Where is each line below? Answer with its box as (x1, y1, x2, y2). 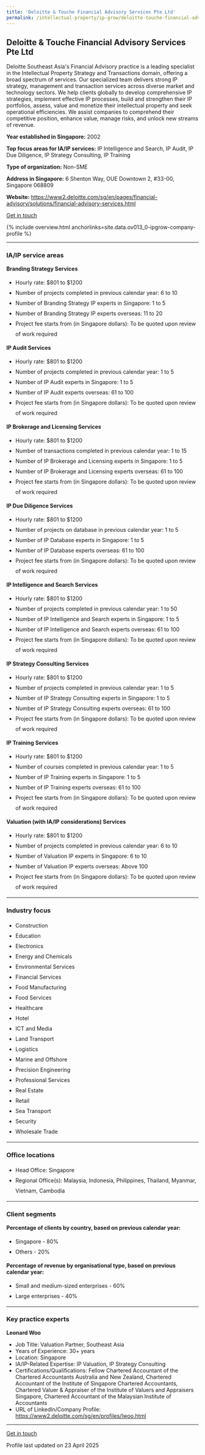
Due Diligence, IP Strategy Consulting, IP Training (6, 151, 131, 159)
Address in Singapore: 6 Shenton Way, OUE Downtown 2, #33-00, (6, 175, 175, 183)
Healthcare (15, 1004, 44, 1011)
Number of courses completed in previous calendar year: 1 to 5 (15, 763, 174, 770)
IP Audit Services (6, 344, 51, 351)
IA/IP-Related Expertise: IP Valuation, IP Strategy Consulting (15, 1360, 166, 1368)
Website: (6, 194, 30, 201)
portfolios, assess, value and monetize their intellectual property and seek (6, 102, 192, 109)
